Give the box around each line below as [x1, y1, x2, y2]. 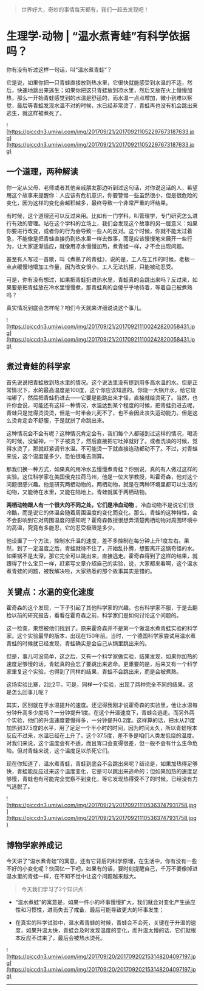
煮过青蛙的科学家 [6, 362, 70, 372]
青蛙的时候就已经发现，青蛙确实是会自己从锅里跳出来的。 [6, 640, 150, 647]
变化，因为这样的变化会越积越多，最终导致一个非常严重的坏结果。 [6, 199, 171, 206]
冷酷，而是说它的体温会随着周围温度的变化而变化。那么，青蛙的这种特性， [6, 508, 192, 516]
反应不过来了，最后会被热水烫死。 [20, 934, 106, 942]
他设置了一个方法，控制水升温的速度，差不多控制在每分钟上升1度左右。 [6, 537, 184, 544]
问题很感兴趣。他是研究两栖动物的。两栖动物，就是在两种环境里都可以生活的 [6, 480, 198, 488]
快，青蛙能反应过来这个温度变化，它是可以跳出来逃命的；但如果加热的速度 [6, 768, 192, 775]
